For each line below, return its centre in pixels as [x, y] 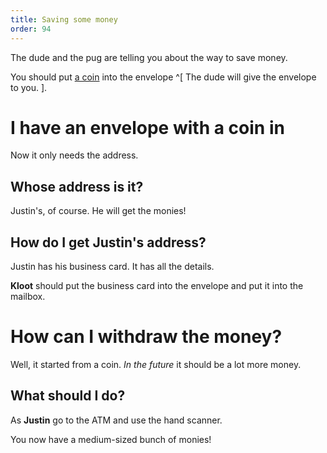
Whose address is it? [77, 186]
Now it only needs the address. [74, 155]
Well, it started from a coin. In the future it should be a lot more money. [156, 364]
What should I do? [68, 396]
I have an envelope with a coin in [147, 127]
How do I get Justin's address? [108, 242]
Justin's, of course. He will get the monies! [98, 211]
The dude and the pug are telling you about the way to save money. [149, 57]
